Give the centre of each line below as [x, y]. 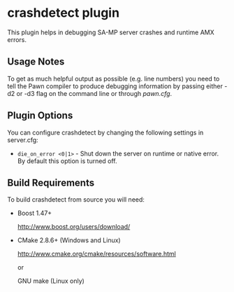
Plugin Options [40, 116]
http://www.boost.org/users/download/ [74, 227]
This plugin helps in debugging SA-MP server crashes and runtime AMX [111, 32]
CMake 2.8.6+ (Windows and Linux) [69, 240]
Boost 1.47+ [35, 213]
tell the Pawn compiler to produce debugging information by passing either [115, 86]
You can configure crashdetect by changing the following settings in [105, 132]
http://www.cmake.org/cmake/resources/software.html [96, 254]
